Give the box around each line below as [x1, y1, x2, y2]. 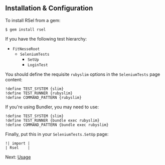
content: [5, 76, 23, 82]
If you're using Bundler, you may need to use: [5, 104, 99, 110]
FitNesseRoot [12, 46, 40, 52]
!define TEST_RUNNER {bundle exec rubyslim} [5, 118, 100, 123]
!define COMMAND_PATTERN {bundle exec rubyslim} [5, 122, 109, 127]
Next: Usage [5, 154, 31, 160]
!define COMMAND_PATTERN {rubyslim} [5, 95, 82, 100]
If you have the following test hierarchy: [5, 36, 87, 42]
